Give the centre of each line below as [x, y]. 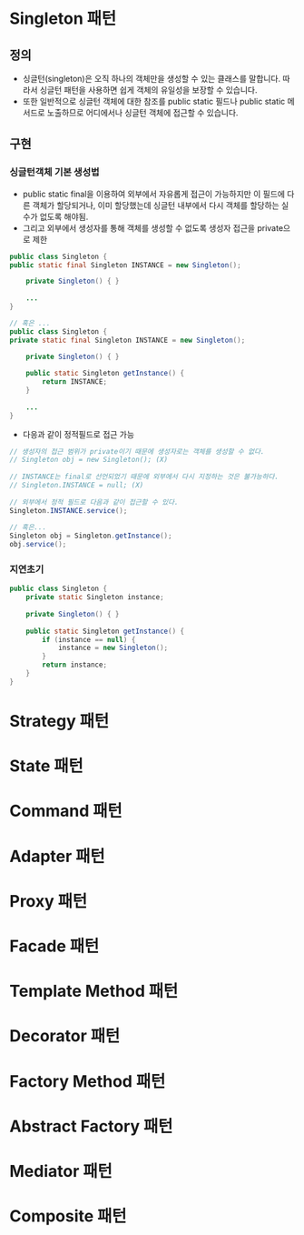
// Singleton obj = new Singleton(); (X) [89, 460]
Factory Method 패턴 [88, 1081]
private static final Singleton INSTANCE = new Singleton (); [127, 340]
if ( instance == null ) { [89, 639]
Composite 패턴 [68, 1216]
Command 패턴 [66, 811]
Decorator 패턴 [65, 1036]
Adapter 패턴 [58, 856]
